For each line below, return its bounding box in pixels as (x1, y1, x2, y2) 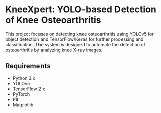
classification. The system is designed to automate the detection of (5, 41, 146, 47)
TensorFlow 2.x (12, 86, 45, 92)
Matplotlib (12, 102, 34, 108)
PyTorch (12, 91, 30, 97)
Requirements (5, 62, 51, 70)
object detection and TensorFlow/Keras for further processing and (5, 36, 144, 42)
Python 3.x (12, 75, 35, 81)
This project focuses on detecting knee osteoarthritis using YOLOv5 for (5, 31, 154, 37)
